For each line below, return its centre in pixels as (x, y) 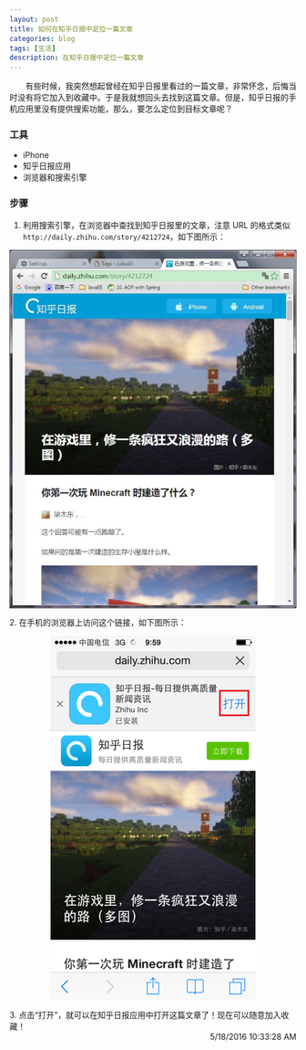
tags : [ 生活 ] (33, 48)
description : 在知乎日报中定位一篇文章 (76, 58)
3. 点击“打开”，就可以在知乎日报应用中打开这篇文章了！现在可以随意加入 (145, 1014)
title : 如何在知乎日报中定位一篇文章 (71, 29)
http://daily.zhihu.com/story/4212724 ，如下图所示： (124, 236)
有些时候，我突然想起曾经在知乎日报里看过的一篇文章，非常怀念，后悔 (157, 86)
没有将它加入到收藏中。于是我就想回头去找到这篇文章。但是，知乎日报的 (153, 98)
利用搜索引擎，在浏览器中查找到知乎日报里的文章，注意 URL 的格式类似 (157, 225)
